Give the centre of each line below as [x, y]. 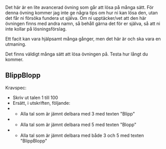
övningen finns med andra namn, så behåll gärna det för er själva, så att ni [83, 23]
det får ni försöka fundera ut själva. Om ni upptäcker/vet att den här [76, 18]
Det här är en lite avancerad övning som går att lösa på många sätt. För [79, 7]
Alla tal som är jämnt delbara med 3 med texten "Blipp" [78, 113]
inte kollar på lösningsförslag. [36, 29]
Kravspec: [16, 87]
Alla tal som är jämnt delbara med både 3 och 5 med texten [82, 135]
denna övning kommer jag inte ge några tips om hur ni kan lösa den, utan [82, 13]
